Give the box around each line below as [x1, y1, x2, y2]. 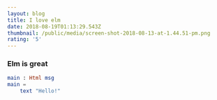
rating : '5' [7, 36, 42, 43]
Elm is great [7, 59, 48, 69]
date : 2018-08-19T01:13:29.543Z [7, 23, 101, 30]
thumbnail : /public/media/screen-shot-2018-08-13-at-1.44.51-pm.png [7, 29, 211, 37]
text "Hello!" [20, 87, 61, 94]
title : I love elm [7, 17, 61, 24]
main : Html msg [7, 74, 54, 82]
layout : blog [7, 10, 45, 17]
